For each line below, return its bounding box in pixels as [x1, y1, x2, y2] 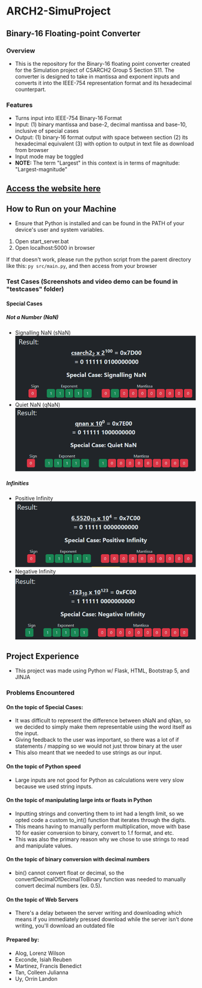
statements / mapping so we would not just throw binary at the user [14, 742, 183, 750]
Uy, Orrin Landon [14, 975, 58, 982]
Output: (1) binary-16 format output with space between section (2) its [14, 134, 188, 141]
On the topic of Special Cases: [6, 703, 84, 710]
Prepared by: [6, 935, 40, 943]
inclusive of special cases [14, 127, 79, 135]
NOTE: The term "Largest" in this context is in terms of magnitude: [14, 159, 180, 167]
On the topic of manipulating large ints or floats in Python [6, 797, 152, 804]
